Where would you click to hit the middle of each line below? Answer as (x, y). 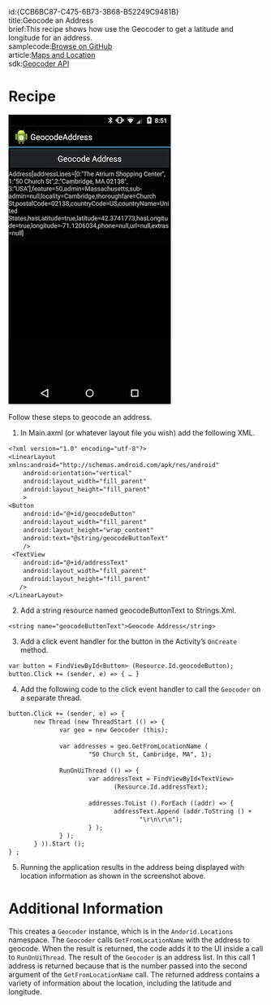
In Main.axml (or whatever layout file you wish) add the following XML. (138, 433)
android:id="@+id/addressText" (76, 562)
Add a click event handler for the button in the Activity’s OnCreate (129, 641)
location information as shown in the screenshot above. (113, 876)
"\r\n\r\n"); (161, 819)
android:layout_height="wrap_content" (88, 530)
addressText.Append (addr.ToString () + (183, 811)
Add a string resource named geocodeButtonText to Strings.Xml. (128, 610)
